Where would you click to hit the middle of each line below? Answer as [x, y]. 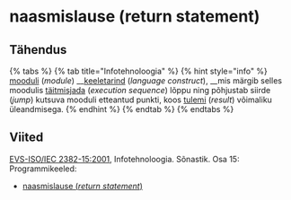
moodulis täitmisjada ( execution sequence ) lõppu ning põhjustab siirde [140, 90]
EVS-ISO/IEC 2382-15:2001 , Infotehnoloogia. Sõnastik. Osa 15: [124, 159]
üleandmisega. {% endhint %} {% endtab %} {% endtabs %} [122, 109]
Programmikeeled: [43, 169]
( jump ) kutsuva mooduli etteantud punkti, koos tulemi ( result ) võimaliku [141, 100]
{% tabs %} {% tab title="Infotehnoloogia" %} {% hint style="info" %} [138, 71]
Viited [26, 138]
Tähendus [38, 50]
